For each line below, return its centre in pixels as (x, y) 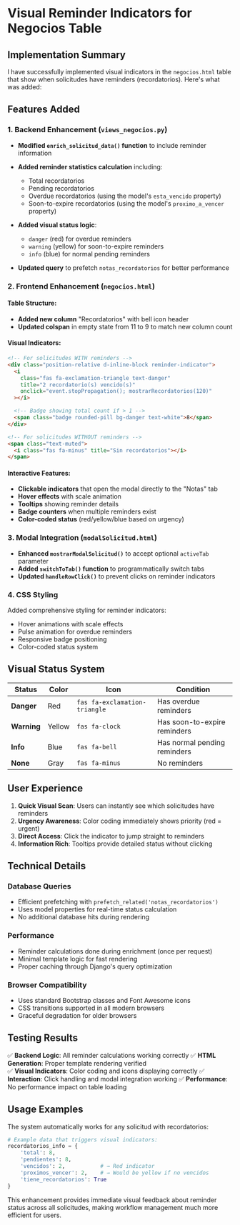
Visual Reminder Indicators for (100, 13)
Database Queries (39, 886)
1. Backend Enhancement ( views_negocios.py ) (87, 130)
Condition (193, 689)
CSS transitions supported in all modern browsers (91, 1008)
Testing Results (43, 1038)
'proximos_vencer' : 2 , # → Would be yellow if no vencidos (115, 1173)
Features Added (44, 110)
